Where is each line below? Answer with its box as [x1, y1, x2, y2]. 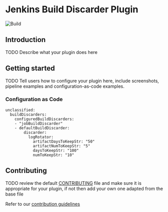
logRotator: [28, 134, 54, 140]
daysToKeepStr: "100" [32, 148, 79, 153]
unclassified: [5, 107, 36, 112]
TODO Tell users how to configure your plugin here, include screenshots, [5, 78, 159, 84]
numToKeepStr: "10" [32, 152, 74, 158]
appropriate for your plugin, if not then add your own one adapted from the [5, 185, 163, 191]
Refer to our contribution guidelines [5, 201, 80, 207]
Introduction [5, 35, 46, 44]
